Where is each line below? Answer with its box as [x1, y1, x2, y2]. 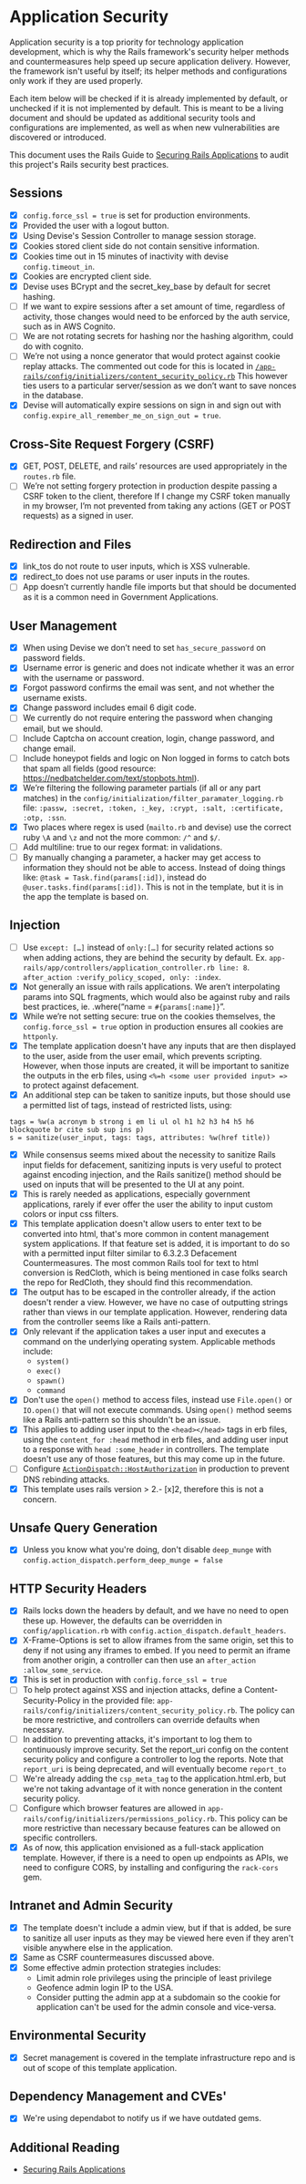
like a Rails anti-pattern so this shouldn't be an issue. [22, 1415, 221, 1426]
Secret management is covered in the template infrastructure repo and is [22, 2052, 296, 2063]
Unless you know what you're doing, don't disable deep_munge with [22, 1544, 271, 1555]
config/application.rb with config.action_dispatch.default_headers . [22, 1625, 287, 1636]
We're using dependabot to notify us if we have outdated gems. [22, 2113, 262, 2124]
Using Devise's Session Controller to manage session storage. [22, 230, 257, 241]
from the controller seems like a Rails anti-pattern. [22, 1316, 211, 1327]
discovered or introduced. [9, 131, 107, 142]
